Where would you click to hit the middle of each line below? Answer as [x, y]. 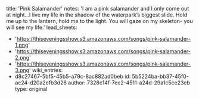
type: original [31, 89]
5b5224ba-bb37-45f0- [160, 76]
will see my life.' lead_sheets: [42, 27]
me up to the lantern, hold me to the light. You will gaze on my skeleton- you [99, 21]
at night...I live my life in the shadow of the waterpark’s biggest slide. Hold [97, 15]
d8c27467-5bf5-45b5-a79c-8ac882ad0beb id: [73, 76]
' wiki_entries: [46, 70]
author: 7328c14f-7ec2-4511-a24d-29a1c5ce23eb [129, 83]
